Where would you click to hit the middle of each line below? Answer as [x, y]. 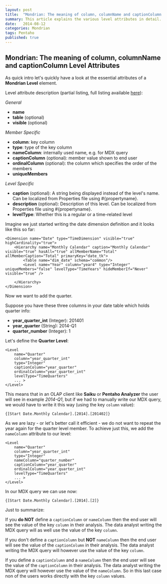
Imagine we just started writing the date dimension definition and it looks [80, 224]
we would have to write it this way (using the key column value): [70, 404]
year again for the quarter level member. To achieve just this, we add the [80, 428]
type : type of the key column [42, 147]
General [13, 102]
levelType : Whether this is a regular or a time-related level [72, 214]
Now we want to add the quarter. [39, 295]
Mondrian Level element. [31, 83]
